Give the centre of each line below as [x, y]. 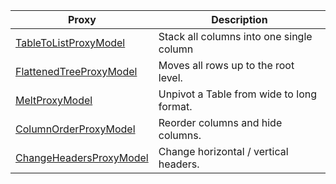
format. [175, 106]
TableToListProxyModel [70, 42]
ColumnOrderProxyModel [75, 129]
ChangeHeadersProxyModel [82, 157]
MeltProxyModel [54, 100]
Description [239, 19]
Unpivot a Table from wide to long [237, 94]
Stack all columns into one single [235, 36]
